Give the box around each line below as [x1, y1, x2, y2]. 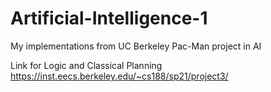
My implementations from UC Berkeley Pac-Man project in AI [10, 40, 262, 52]
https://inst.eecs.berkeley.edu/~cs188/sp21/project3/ [10, 70, 229, 82]
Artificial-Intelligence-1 [10, 7, 208, 30]
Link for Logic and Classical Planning [10, 59, 163, 71]
